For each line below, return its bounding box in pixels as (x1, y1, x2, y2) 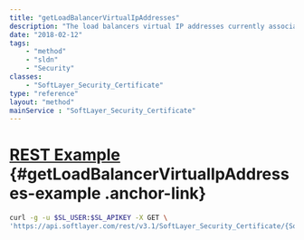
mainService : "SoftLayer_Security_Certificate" (9, 106, 196, 115)
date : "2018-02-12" (9, 30, 83, 39)
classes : (9, 72, 43, 82)
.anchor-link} (104, 183, 206, 204)
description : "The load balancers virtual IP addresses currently (9, 22, 265, 31)
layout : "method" (9, 97, 75, 107)
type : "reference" (9, 89, 79, 98)
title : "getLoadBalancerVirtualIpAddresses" (9, 13, 180, 23)
